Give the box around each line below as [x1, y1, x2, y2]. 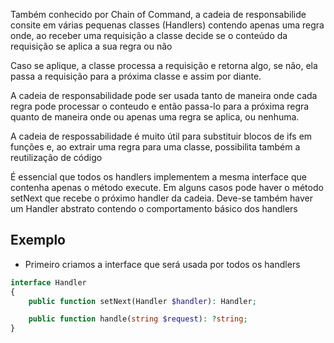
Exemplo [10, 232, 66, 249]
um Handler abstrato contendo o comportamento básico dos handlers [10, 203, 298, 214]
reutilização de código [10, 152, 103, 163]
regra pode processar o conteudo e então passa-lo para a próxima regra [10, 100, 310, 112]
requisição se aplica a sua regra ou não [10, 40, 173, 52]
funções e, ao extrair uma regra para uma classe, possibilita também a [10, 141, 301, 153]
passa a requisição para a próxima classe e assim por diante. [10, 70, 262, 82]
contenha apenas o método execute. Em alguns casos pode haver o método [10, 182, 324, 193]
